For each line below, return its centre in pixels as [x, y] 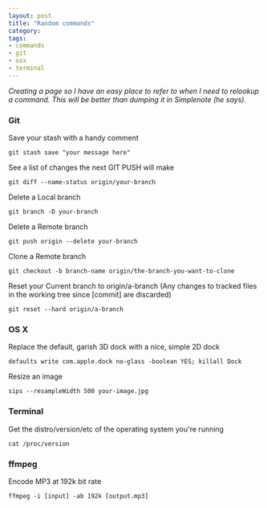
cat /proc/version [39, 444]
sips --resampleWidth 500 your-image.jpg [79, 391]
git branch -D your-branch [53, 212]
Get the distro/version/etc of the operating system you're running [116, 429]
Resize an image [35, 377]
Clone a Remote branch [47, 256]
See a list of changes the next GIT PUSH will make [91, 168]
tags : [17, 38]
